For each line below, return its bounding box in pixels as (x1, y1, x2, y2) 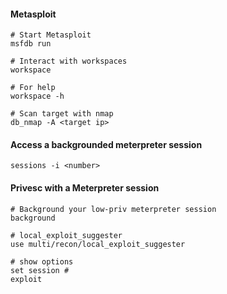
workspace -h (10, 91, 65, 102)
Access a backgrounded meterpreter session (10, 138, 203, 150)
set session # (10, 265, 70, 275)
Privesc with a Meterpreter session (10, 182, 160, 194)
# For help (10, 83, 56, 93)
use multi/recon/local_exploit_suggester (10, 239, 186, 249)
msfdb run (10, 39, 52, 49)
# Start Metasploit (10, 30, 92, 40)
